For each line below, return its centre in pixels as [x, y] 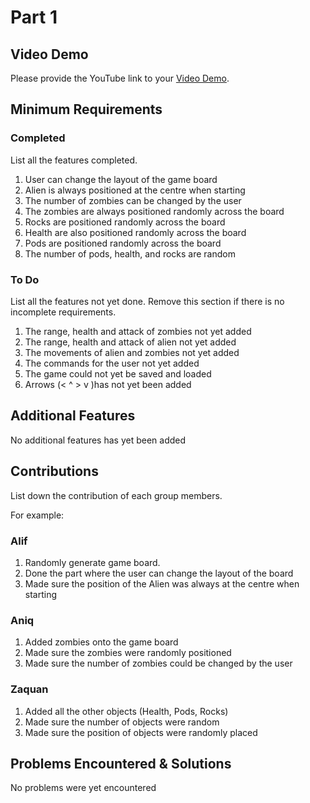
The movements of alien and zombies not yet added [132, 352]
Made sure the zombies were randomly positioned [128, 653]
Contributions [54, 471]
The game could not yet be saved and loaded [118, 373]
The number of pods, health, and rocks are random [130, 253]
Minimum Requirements [86, 109]
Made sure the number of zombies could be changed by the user [158, 663]
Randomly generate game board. [92, 562]
